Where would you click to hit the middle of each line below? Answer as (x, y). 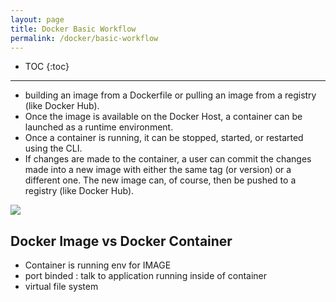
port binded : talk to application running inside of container (146, 276)
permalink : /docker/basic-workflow (84, 38)
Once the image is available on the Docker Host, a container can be (163, 117)
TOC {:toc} (47, 67)
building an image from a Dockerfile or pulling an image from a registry (170, 95)
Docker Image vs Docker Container (121, 241)
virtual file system (61, 287)
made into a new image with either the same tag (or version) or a (158, 170)
